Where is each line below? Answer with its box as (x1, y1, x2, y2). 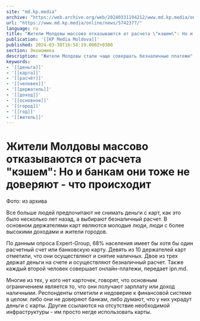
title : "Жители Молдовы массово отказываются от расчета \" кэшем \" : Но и (6, 31, 193, 37)
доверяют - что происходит (6, 178, 152, 192)
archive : (6, 14, 28, 20)
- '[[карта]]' (6, 70, 42, 76)
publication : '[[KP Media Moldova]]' (6, 36, 100, 42)
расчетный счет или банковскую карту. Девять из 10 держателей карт (6, 246, 186, 254)
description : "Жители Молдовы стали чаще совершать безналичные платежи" (6, 53, 193, 59)
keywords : (6, 58, 31, 64)
